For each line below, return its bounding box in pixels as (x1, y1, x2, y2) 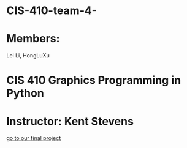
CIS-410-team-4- (6, 4, 97, 18)
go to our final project (6, 135, 61, 142)
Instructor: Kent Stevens (6, 114, 134, 128)
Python (6, 86, 44, 100)
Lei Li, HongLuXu (6, 52, 50, 59)
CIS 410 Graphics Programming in (6, 73, 181, 87)
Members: (6, 32, 60, 46)
